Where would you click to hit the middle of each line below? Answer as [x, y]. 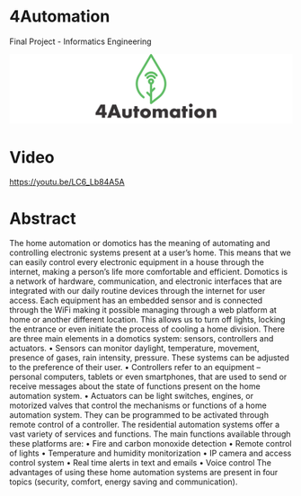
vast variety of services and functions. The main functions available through [150, 434]
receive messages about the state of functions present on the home [135, 386]
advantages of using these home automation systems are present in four [144, 473]
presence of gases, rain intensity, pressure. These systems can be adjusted [150, 358]
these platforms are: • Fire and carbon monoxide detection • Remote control [150, 444]
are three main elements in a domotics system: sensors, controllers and [142, 339]
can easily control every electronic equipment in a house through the [137, 262]
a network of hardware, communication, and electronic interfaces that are [146, 281]
